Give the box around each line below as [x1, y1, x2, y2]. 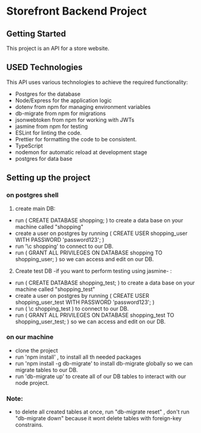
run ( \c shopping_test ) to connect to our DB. [15, 305, 129, 312]
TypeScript [15, 142, 43, 149]
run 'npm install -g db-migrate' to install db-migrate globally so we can [15, 359, 193, 367]
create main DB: [15, 205, 56, 212]
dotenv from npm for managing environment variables [15, 103, 151, 110]
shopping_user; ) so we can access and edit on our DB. [15, 255, 154, 262]
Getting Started [6, 29, 66, 39]
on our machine [6, 333, 54, 342]
